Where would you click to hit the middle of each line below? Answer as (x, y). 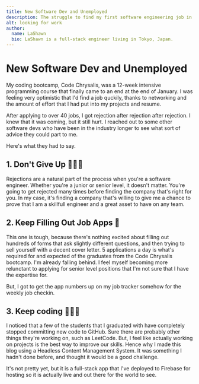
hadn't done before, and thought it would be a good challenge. (82, 357)
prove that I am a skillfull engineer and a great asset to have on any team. (95, 204)
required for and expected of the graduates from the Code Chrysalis (89, 256)
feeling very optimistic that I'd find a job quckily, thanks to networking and (96, 97)
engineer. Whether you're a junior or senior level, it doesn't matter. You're (96, 185)
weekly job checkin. (31, 293)
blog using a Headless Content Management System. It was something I (94, 351)
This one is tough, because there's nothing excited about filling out (88, 237)
